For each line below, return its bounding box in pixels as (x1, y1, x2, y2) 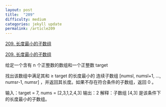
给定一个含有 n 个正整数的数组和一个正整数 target (5, 62, 108, 68)
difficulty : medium (5, 17, 46, 22)
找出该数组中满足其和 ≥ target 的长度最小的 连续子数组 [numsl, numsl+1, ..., (5, 73, 161, 79)
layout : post (5, 7, 33, 13)
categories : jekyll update (5, 21, 62, 27)
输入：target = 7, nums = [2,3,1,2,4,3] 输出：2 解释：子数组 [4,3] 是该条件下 (5, 90, 161, 96)
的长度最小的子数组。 (5, 96, 49, 102)
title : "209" (5, 12, 35, 17)
